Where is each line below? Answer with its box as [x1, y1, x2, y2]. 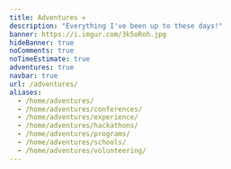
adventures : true [9, 63, 75, 72]
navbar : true [9, 72, 58, 80]
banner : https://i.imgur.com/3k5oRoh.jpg [9, 30, 167, 38]
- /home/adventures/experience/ [17, 113, 139, 122]
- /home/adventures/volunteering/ [17, 146, 147, 155]
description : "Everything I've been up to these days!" [9, 21, 223, 30]
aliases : [9, 88, 42, 97]
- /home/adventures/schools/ [17, 138, 127, 147]
